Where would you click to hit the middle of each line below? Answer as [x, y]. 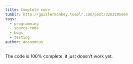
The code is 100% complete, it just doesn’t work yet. [59, 56]
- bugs [16, 33]
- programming [24, 24]
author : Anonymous [24, 42]
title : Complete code [28, 10]
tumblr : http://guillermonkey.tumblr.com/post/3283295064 [66, 14]
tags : [11, 19]
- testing [20, 38]
